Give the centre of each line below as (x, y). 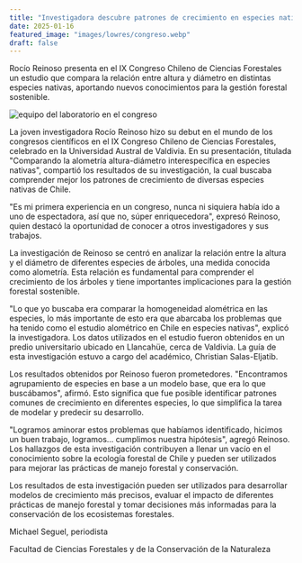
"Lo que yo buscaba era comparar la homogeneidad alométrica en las (138, 309)
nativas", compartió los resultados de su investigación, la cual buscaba (141, 170)
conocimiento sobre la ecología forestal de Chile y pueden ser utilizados (143, 459)
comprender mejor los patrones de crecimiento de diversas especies (137, 180)
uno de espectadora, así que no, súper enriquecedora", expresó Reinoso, (145, 216)
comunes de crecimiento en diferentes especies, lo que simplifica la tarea (146, 403)
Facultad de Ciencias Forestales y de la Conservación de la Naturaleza (140, 549)
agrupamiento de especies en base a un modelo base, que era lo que (138, 384)
